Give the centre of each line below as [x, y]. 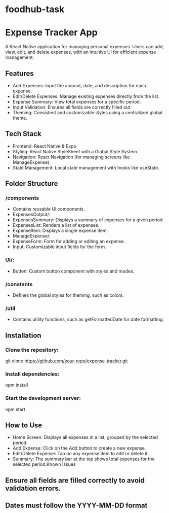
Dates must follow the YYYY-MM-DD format [76, 506]
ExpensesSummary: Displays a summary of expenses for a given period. [88, 220]
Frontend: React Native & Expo [45, 146]
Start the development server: [43, 398]
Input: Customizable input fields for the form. [59, 247]
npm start [15, 409]
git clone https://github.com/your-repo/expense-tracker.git [67, 361]
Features [19, 73]
